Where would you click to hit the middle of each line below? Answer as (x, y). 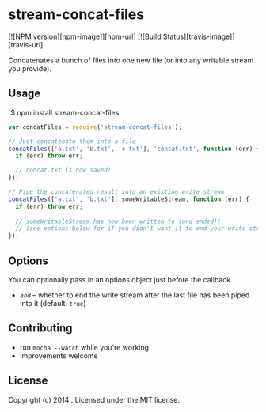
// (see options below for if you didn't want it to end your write (131, 229)
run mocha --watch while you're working (84, 347)
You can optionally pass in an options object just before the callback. (120, 279)
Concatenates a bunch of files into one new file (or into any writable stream (131, 60)
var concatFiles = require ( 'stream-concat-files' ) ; (95, 127)
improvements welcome (59, 355)
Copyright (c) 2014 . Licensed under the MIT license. (94, 399)
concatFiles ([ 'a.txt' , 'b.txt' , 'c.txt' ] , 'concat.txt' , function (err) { (134, 149)
